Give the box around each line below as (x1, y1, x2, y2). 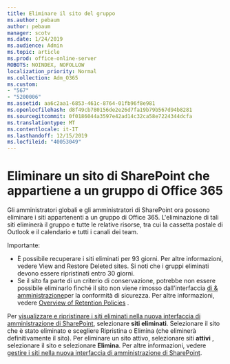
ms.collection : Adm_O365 (7, 74, 79, 82)
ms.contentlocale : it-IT (7, 126, 79, 133)
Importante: (7, 241, 40, 249)
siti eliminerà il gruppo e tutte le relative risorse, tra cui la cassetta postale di (7, 220, 223, 229)
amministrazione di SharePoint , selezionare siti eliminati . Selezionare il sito (7, 319, 220, 328)
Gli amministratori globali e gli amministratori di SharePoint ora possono (7, 206, 210, 214)
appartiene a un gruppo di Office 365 (7, 183, 224, 199)
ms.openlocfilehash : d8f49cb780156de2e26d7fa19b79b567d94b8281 (7, 106, 193, 113)
